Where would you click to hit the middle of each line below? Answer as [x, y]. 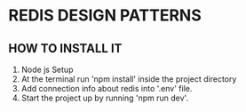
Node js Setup [47, 69]
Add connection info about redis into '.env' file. [107, 88]
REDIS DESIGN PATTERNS [105, 16]
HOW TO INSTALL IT [65, 48]
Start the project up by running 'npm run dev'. [104, 98]
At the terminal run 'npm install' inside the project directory [129, 79]
